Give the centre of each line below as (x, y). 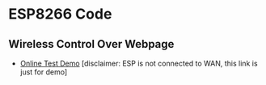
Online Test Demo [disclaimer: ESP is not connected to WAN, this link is (139, 63)
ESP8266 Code (60, 14)
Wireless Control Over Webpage (91, 44)
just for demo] (44, 72)
